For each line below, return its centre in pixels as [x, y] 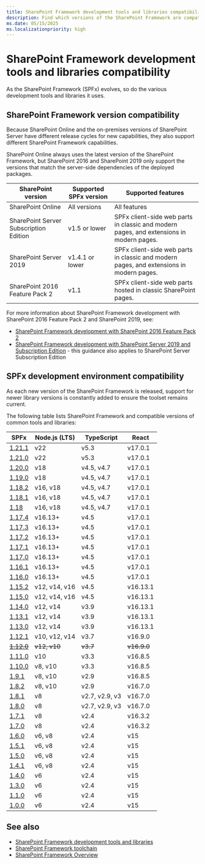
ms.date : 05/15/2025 [33, 23]
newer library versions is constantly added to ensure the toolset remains [97, 397]
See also [23, 827]
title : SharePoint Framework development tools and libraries [87, 12]
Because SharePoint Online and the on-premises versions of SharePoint [97, 130]
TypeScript [101, 437]
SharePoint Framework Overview [57, 855]
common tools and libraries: [41, 422]
